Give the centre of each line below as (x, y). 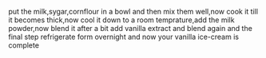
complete (24, 45)
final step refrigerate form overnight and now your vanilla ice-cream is (124, 37)
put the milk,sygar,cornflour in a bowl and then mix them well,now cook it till (133, 12)
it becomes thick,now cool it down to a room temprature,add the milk (121, 20)
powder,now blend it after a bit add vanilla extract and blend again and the (131, 28)
